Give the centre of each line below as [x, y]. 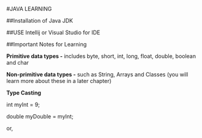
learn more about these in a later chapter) [59, 81]
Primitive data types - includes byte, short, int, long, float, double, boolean [101, 56]
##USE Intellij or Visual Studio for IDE [53, 32]
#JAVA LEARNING [29, 9]
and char [18, 63]
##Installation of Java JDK [40, 20]
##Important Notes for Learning [47, 44]
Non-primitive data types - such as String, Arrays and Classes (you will [97, 74]
